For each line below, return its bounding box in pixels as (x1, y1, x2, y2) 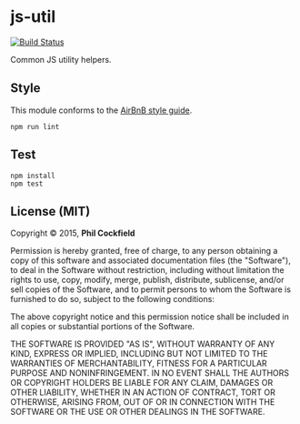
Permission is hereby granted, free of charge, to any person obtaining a (10, 246, 278, 257)
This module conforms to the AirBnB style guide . (10, 105, 193, 116)
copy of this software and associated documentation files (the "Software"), (10, 255, 292, 266)
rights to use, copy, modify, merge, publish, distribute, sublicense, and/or (10, 275, 285, 286)
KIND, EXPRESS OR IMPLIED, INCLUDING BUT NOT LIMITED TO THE (10, 348, 268, 359)
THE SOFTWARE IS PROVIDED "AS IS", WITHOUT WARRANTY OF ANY (10, 338, 275, 349)
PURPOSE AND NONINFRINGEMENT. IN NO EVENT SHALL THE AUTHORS (10, 368, 290, 379)
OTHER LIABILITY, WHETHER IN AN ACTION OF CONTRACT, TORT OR (10, 387, 275, 398)
